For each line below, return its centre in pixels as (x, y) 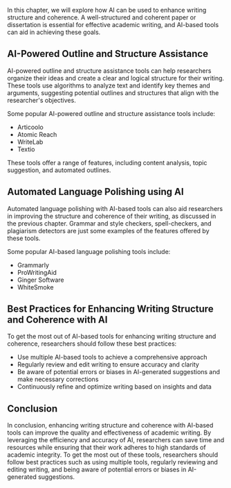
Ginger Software (40, 280)
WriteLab (30, 142)
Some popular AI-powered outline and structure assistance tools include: (111, 113)
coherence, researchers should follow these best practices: (92, 344)
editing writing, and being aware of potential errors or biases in (97, 470)
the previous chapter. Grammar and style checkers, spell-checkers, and (110, 223)
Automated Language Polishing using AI (96, 192)
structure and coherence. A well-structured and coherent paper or (102, 17)
